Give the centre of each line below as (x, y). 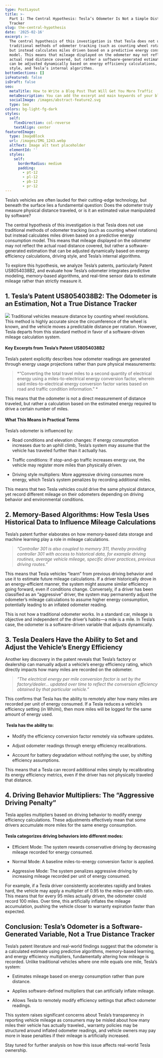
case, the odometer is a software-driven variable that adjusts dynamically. (79, 624)
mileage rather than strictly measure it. (44, 281)
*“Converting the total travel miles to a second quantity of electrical (84, 373)
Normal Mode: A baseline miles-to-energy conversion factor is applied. (83, 861)
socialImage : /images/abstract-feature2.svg (55, 100)
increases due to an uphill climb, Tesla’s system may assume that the (81, 445)
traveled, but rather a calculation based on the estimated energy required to (81, 403)
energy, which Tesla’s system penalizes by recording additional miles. (81, 480)
